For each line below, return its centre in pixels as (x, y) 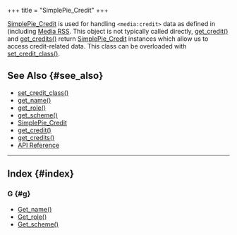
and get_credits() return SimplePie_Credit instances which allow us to (108, 39)
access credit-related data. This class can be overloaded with (97, 46)
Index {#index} (41, 174)
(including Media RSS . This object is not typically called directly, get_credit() (118, 31)
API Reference (38, 145)
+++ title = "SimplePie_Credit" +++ (58, 10)
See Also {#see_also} (55, 76)
